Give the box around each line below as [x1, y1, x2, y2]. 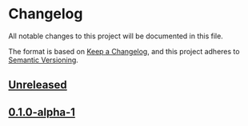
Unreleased [8, 78, 68, 92]
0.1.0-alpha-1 [8, 105, 76, 119]
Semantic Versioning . [8, 55, 78, 65]
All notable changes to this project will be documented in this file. [8, 31, 224, 41]
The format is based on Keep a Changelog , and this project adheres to [8, 46, 240, 56]
